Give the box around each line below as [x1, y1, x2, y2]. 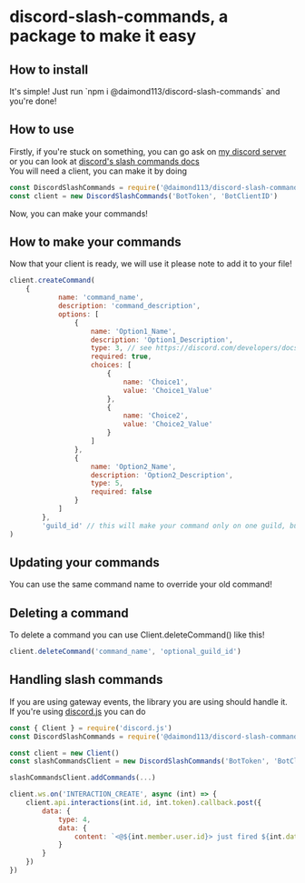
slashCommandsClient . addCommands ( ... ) [9, 773, 156, 783]
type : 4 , [57, 815, 92, 824]
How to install [9, 62, 89, 77]
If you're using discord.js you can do [9, 706, 146, 717]
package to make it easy [9, 25, 197, 46]
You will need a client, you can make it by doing [9, 166, 188, 176]
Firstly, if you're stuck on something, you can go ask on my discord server [9, 145, 287, 156]
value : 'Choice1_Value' [123, 386, 213, 395]
